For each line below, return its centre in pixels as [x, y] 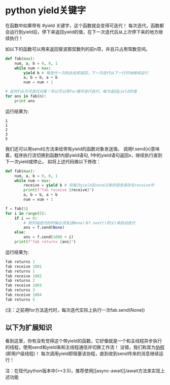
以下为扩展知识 [29, 328]
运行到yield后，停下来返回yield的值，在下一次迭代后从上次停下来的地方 [84, 32]
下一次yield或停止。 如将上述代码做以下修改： [53, 161]
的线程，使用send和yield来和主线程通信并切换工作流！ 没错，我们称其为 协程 [85, 347]
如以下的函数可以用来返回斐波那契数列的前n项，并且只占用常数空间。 [78, 49]
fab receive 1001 [24, 266]
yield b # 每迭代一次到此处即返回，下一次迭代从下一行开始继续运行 [86, 73]
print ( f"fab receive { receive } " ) [59, 190]
